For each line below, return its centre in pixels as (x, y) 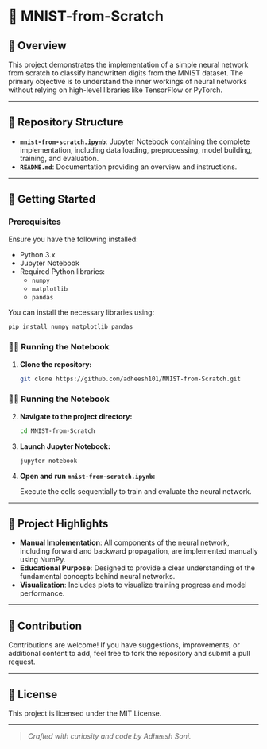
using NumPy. (43, 560)
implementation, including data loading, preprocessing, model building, (136, 149)
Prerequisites (35, 222)
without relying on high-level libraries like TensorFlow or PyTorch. (116, 90)
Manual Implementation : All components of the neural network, (124, 542)
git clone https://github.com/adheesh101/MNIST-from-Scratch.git (130, 379)
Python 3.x (37, 254)
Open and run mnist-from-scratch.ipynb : (87, 476)
